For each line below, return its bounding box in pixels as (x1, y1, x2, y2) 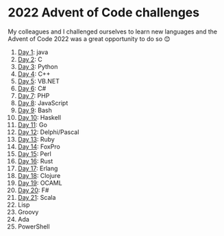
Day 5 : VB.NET (17, 77, 60, 85)
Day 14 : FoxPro (17, 142, 60, 150)
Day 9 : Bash (17, 106, 52, 114)
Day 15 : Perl (17, 149, 52, 158)
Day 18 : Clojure (17, 171, 61, 179)
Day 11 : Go (17, 120, 47, 129)
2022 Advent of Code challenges (8, 5, 200, 21)
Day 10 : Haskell (17, 113, 61, 121)
